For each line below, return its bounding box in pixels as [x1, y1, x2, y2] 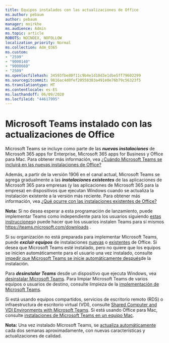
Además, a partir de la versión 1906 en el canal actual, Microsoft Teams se [5, 171, 160, 178]
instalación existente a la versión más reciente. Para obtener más [5, 193, 140, 199]
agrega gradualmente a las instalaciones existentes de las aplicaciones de [5, 177, 162, 183]
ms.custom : [5, 49, 28, 54]
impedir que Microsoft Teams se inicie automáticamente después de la [5, 255, 151, 261]
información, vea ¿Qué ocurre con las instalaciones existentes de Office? [5, 198, 157, 204]
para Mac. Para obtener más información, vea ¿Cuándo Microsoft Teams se [5, 156, 162, 162]
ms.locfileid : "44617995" [5, 96, 60, 101]
